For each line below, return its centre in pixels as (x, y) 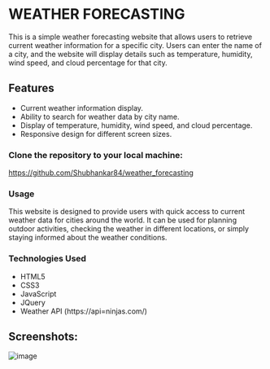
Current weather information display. (82, 108)
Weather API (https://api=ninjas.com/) (84, 311)
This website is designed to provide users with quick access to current (127, 212)
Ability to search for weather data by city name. (100, 116)
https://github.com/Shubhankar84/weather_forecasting (101, 173)
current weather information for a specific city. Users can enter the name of (135, 45)
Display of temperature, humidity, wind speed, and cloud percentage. (136, 125)
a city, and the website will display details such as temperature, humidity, (131, 54)
